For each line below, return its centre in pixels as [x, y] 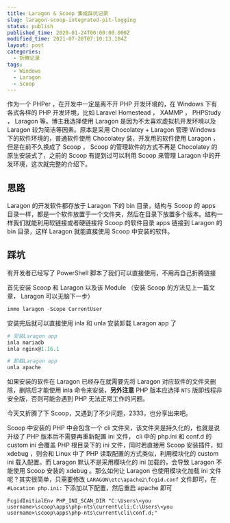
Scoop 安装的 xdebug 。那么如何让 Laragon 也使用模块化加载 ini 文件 [124, 471]
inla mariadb [26, 342]
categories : [24, 52]
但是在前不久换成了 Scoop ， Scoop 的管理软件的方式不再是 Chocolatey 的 [112, 147]
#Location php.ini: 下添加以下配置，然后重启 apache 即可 [90, 488]
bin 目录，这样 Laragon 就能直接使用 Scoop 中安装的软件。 [90, 231]
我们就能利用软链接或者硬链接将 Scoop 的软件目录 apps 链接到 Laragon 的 [117, 223]
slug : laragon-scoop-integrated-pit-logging [72, 20]
